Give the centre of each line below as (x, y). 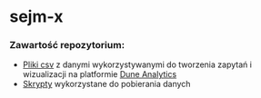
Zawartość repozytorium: (67, 45)
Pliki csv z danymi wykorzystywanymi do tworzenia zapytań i (137, 64)
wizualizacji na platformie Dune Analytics (100, 74)
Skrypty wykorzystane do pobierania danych (106, 84)
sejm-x (36, 17)
